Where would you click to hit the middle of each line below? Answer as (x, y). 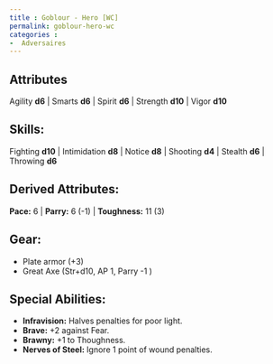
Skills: (27, 130)
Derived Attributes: (64, 189)
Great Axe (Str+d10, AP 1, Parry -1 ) (87, 271)
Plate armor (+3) (53, 261)
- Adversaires (38, 43)
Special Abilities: (58, 299)
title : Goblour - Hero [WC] (64, 18)
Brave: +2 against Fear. (66, 331)
